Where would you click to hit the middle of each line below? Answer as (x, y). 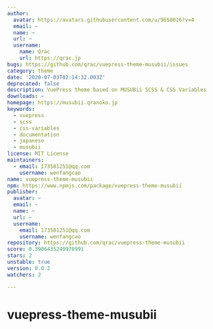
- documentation (36, 134)
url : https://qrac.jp (50, 58)
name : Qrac (35, 52)
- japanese (29, 141)
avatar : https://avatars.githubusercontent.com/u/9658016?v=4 (104, 20)
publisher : (23, 192)
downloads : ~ (26, 97)
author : (18, 13)
